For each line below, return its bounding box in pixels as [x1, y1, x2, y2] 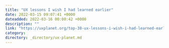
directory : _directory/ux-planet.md [5, 35, 82, 40]
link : [5, 26, 17, 31]
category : [5, 30, 26, 35]
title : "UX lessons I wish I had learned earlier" [5, 7, 114, 12]
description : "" [5, 21, 39, 26]
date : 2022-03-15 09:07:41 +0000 [5, 12, 75, 17]
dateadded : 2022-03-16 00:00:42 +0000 [5, 16, 87, 21]
